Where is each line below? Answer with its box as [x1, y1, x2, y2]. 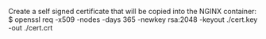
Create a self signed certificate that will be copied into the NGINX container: [8, 7, 256, 16]
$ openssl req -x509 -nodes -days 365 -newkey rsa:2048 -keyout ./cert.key [8, 15, 258, 24]
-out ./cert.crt [8, 23, 53, 32]
